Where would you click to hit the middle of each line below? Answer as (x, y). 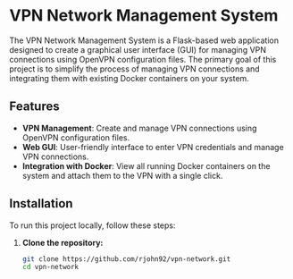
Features (34, 107)
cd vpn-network (50, 267)
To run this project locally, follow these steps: (92, 225)
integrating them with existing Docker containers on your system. (130, 78)
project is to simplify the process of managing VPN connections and (135, 69)
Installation (41, 203)
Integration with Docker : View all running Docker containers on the (146, 165)
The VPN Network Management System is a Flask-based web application (144, 40)
